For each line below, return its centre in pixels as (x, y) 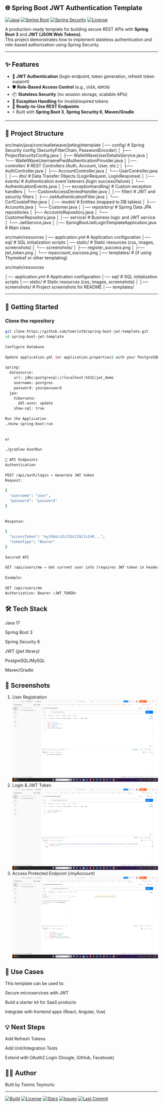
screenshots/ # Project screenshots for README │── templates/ (70, 287)
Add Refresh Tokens (25, 1039)
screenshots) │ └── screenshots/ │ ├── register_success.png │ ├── (75, 248)
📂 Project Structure (34, 134)
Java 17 (13, 623)
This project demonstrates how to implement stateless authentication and (78, 39)
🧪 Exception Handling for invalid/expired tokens (60, 101)
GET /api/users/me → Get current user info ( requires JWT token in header (82, 568)
